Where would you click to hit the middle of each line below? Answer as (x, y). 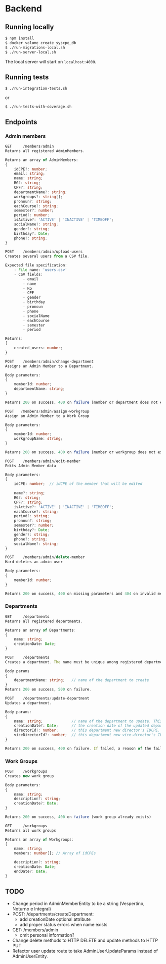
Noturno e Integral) (32, 909)
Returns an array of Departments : (41, 630)
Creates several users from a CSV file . (47, 256)
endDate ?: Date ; (31, 871)
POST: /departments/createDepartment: (53, 914)
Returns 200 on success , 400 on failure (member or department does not (82, 402)
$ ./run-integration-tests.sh (36, 89)
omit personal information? (47, 935)
